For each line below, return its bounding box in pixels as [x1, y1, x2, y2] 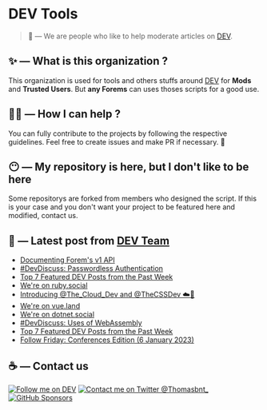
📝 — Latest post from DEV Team [8, 233, 170, 248]
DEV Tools [8, 5, 78, 23]
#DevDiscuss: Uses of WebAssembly [19, 318, 142, 328]
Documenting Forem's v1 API [19, 255, 115, 265]
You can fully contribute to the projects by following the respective [8, 129, 228, 138]
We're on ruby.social [19, 281, 88, 290]
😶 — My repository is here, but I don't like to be [8, 160, 249, 173]
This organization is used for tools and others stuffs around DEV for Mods [8, 75, 252, 85]
